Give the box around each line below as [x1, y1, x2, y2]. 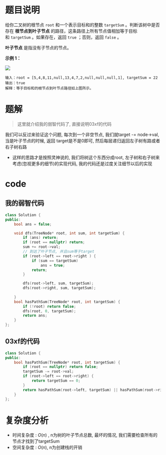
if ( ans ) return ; [23, 235, 58, 240]
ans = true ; [40, 263, 65, 268]
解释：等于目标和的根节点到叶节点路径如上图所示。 [5, 86, 94, 91]
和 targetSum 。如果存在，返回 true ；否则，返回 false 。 [5, 34, 122, 40]
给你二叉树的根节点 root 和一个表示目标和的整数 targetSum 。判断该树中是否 [5, 22, 160, 28]
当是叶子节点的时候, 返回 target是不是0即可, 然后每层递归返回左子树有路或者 [5, 137, 161, 143]
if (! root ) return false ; [23, 304, 77, 309]
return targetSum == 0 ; [31, 378, 81, 383]
